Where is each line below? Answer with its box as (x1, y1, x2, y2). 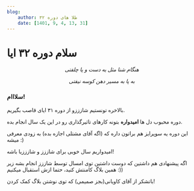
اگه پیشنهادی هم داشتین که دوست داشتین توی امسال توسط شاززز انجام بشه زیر (7, 159, 187, 166)
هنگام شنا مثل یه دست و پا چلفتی (64, 66, 139, 73)
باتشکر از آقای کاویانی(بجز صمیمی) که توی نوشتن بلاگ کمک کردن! (7, 177, 155, 184)
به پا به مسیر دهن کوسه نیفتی (69, 78, 135, 85)
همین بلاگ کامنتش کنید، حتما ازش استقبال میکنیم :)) (7, 166, 124, 173)
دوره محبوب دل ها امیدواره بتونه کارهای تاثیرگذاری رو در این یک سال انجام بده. (7, 118, 183, 125)
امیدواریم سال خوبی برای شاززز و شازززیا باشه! (7, 148, 114, 155)
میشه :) (7, 136, 24, 143)
